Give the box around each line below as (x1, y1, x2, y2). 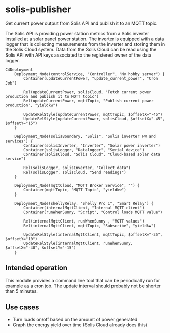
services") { (5, 138, 33, 144)
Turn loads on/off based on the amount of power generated (12, 316, 138, 322)
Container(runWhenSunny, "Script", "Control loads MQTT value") (23, 210, 163, 215)
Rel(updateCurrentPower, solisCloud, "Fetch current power (23, 89, 152, 95)
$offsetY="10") (5, 236, 38, 241)
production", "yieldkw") (5, 103, 58, 108)
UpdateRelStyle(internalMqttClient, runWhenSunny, (23, 241, 133, 246)
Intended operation (5, 264, 68, 272)
